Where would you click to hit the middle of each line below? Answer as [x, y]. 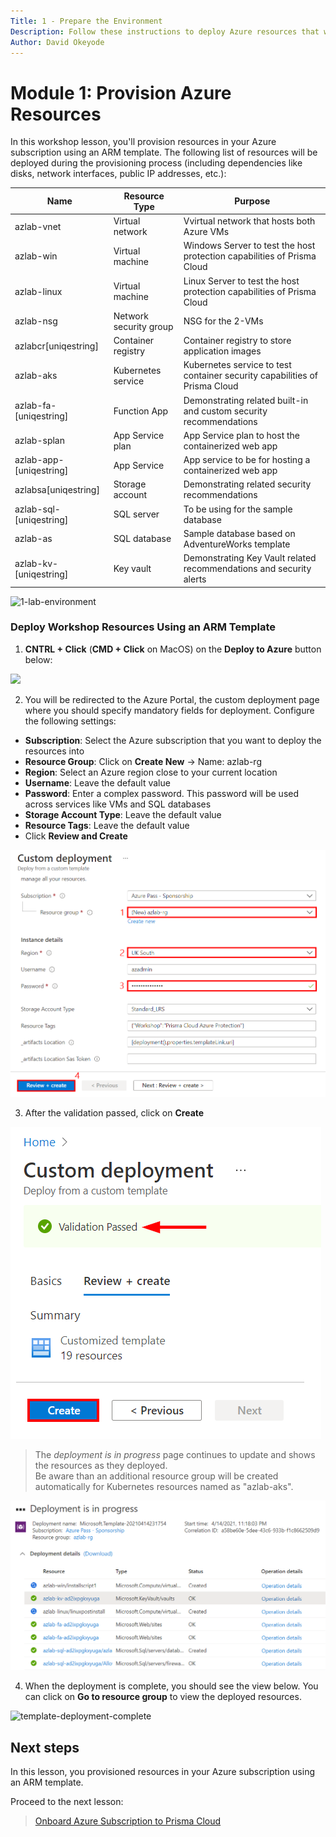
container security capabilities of [251, 376]
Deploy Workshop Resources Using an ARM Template [143, 627]
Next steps [45, 1747]
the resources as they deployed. [101, 1466]
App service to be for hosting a [247, 460]
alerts [195, 579]
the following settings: [70, 721]
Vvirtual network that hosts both [249, 221]
